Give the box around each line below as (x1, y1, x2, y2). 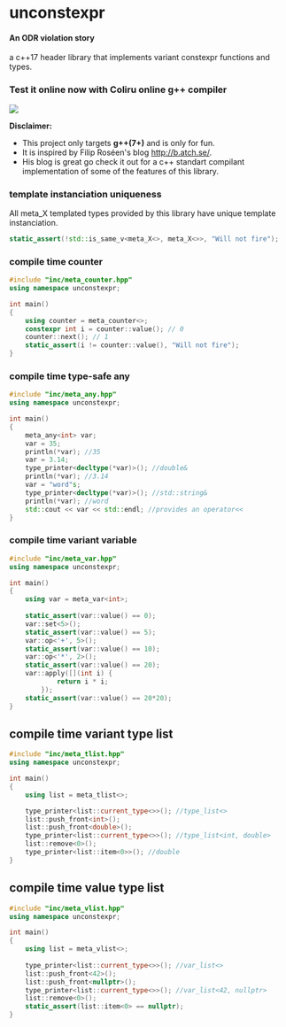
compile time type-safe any (9, 370, 130, 382)
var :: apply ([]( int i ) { (25, 669, 113, 678)
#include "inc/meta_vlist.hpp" (9, 904, 125, 913)
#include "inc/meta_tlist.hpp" (9, 750, 125, 759)
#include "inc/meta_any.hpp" (9, 390, 117, 399)
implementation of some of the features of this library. (21, 166, 220, 176)
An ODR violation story (9, 32, 95, 42)
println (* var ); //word (25, 497, 109, 506)
